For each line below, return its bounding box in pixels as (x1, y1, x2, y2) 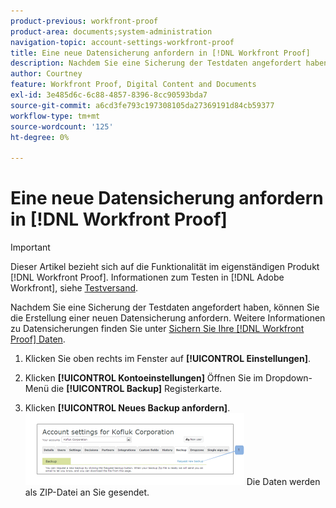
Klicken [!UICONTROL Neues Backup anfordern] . (24, 402, 231, 414)
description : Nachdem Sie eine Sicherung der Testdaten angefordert (10, 58, 302, 69)
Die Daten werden (246, 476, 321, 488)
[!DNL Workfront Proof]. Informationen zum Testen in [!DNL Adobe (10, 271, 285, 284)
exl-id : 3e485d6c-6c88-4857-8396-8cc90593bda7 (10, 90, 208, 100)
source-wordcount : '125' (10, 121, 114, 132)
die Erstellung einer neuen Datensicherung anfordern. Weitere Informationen (10, 312, 326, 324)
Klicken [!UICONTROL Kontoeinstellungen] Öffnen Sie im (24, 372, 264, 384)
